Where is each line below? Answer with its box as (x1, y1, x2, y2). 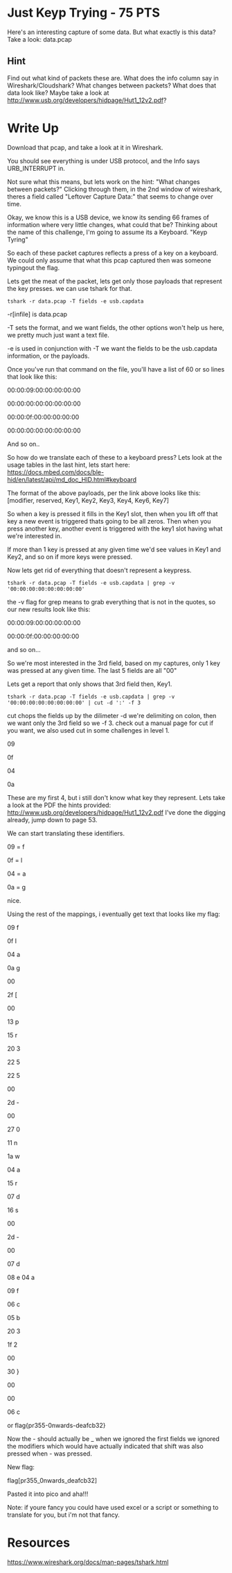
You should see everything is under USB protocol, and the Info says (7, 156, 200, 165)
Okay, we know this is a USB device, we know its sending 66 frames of (7, 213, 209, 222)
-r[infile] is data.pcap (7, 310, 68, 318)
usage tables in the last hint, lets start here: (7, 460, 130, 469)
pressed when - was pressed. (7, 1449, 92, 1458)
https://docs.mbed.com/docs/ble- (7, 467, 105, 476)
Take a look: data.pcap (7, 35, 73, 43)
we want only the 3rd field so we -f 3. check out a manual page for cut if (7, 719, 213, 727)
